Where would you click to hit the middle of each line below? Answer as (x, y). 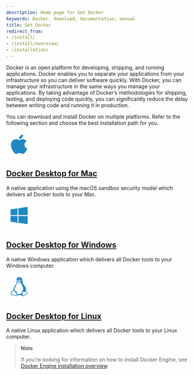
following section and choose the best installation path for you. (83, 123)
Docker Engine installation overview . (65, 366)
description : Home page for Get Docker (55, 12)
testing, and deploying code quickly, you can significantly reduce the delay (97, 99)
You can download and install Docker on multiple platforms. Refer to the (93, 117)
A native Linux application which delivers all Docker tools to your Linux (92, 331)
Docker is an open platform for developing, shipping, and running (85, 67)
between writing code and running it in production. (68, 105)
